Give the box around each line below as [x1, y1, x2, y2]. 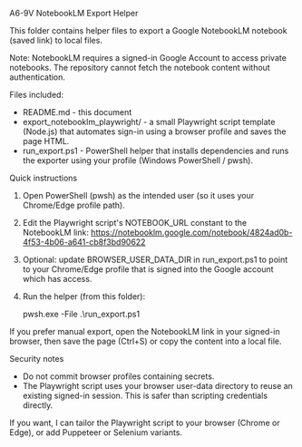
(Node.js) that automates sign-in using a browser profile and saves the [22, 126, 287, 137]
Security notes [9, 354, 64, 364]
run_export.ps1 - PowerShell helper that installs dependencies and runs [22, 145, 289, 156]
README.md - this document [22, 107, 132, 117]
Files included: [9, 90, 64, 100]
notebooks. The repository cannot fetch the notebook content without [9, 63, 270, 73]
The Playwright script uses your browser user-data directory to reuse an [22, 381, 293, 391]
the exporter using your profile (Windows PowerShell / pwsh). [22, 155, 254, 166]
